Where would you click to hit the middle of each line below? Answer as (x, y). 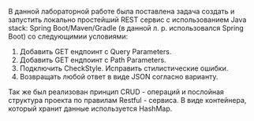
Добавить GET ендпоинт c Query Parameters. (95, 51)
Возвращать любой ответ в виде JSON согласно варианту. (119, 77)
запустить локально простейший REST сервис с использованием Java (127, 20)
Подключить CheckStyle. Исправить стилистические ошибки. (124, 68)
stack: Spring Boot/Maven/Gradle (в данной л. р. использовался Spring (126, 28)
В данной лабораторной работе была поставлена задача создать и (121, 11)
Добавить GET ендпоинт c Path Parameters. (93, 60)
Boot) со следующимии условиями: (68, 36)
